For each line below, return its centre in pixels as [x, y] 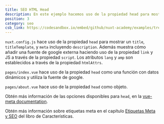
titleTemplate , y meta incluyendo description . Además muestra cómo [76, 47]
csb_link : [15, 28]
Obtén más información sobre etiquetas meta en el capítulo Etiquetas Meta [80, 111]
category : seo [20, 23]
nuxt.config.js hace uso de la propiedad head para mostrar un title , [75, 42]
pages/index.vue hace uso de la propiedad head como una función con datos [82, 72]
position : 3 [17, 19]
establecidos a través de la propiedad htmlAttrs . [54, 63]
